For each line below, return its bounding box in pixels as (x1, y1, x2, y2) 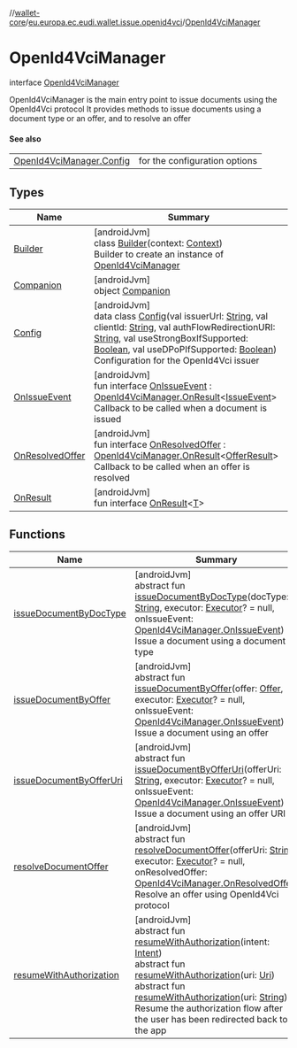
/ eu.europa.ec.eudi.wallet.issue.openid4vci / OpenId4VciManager (25, 17, 261, 27)
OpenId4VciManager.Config (13, 155, 131, 167)
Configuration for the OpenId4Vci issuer (94, 354, 260, 366)
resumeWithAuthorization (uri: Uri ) (134, 968, 276, 981)
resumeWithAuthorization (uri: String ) (134, 990, 288, 1003)
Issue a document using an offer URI (134, 807, 286, 820)
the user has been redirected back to (134, 1013, 288, 1025)
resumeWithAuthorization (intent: (134, 936, 270, 948)
